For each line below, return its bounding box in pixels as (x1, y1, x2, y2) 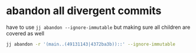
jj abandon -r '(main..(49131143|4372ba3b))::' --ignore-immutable (6, 41, 176, 47)
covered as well (6, 29, 44, 37)
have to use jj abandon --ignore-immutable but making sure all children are (6, 24, 191, 31)
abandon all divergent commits (6, 4, 162, 18)
